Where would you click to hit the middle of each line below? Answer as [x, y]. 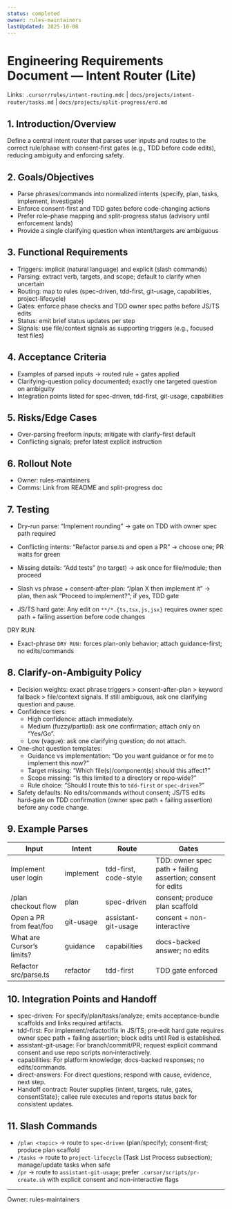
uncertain [31, 284]
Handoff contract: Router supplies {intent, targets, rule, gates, [105, 1090]
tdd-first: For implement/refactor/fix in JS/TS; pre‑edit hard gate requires [120, 1031]
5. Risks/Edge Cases [52, 418]
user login [27, 878]
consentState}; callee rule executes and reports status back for [107, 1097]
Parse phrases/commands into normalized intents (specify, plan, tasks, [118, 193]
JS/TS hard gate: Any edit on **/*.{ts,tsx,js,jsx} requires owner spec [120, 609]
